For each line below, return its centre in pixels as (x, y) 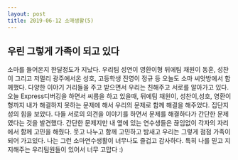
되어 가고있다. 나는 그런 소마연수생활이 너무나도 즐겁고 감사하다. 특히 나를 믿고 (115, 141)
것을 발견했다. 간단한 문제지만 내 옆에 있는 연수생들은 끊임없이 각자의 (121, 123)
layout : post (27, 14)
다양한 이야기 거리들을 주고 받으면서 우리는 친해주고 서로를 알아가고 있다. (129, 87)
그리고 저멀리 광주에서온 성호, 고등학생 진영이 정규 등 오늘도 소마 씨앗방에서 (119, 78)
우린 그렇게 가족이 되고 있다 (63, 51)
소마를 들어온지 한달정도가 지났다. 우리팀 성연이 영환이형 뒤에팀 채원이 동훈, (112, 70)
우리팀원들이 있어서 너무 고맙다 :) (77, 149)
